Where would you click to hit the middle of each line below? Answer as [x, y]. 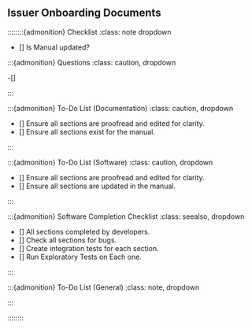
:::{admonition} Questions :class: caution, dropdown [92, 62]
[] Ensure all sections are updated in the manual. [97, 186]
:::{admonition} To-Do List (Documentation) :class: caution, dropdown [120, 108]
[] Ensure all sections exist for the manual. [87, 131]
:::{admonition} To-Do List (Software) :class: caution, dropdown [110, 162]
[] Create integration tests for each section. [89, 248]
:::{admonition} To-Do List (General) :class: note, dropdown [104, 287]
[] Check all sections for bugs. [68, 240]
